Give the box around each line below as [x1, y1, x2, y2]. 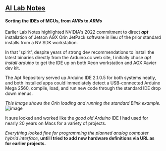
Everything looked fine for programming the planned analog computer [5, 130, 149, 136]
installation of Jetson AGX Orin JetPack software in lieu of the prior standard [5, 34, 161, 40]
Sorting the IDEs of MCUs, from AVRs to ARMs [5, 17, 103, 24]
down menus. [5, 90, 33, 96]
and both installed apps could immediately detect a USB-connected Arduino [5, 79, 161, 86]
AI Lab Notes [5, 4, 46, 12]
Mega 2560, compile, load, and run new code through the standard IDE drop [5, 85, 161, 91]
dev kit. [5, 65, 20, 71]
